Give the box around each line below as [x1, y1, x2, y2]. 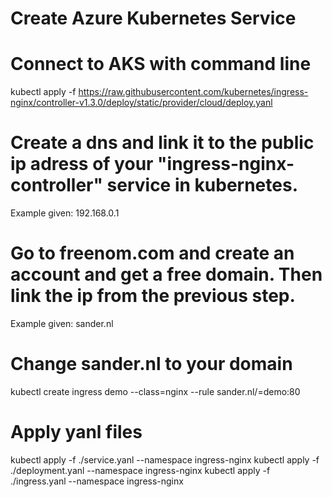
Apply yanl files [10, 421, 143, 444]
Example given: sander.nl [10, 318, 114, 329]
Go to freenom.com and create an [10, 242, 295, 265]
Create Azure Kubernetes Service [10, 7, 297, 30]
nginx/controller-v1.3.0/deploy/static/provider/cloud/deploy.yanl [10, 97, 273, 109]
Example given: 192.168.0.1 [10, 207, 120, 219]
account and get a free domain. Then [10, 263, 323, 286]
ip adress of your [10, 153, 154, 176]
